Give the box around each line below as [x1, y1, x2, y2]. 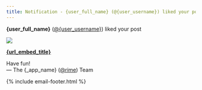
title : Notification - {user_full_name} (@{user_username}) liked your [6, 8, 189, 15]
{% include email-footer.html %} [6, 77, 86, 85]
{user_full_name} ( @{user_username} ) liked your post [6, 25, 142, 32]
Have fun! [6, 59, 31, 67]
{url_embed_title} [6, 48, 51, 55]
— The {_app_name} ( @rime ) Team [6, 66, 93, 73]
